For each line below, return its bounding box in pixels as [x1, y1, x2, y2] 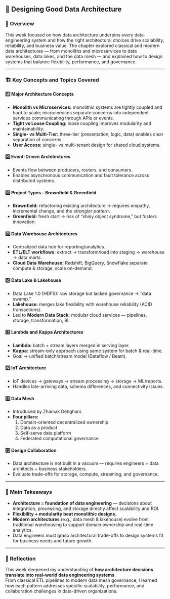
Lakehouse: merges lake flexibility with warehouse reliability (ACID [12, 301, 153, 307]
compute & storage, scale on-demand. [12, 265, 93, 271]
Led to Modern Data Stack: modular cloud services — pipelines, [12, 312, 147, 318]
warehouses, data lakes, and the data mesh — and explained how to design [5, 53, 163, 59]
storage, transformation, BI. [12, 317, 70, 323]
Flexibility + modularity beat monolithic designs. [12, 510, 117, 517]
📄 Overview [5, 20, 34, 27]
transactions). [12, 307, 42, 313]
